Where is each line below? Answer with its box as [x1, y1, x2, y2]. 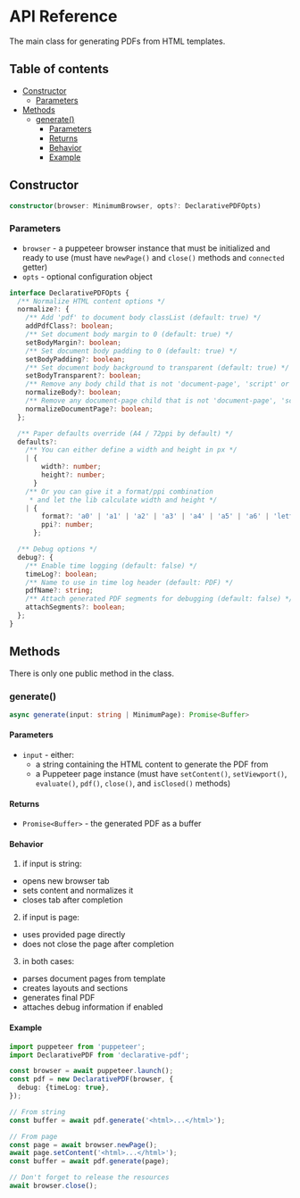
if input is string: [21, 859, 82, 869]
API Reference [9, 6, 118, 27]
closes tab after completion [21, 894, 123, 905]
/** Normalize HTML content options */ [17, 296, 166, 305]
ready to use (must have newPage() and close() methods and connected [21, 252, 285, 262]
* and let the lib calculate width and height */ [29, 495, 218, 504]
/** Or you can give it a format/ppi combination [25, 487, 214, 496]
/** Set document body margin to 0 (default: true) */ [25, 330, 234, 339]
